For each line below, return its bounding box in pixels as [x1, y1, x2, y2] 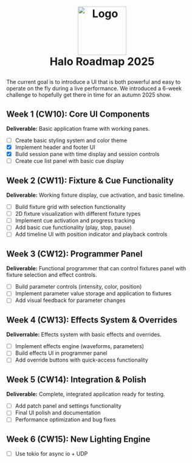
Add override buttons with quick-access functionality [15, 356, 149, 364]
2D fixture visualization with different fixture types [15, 210, 141, 218]
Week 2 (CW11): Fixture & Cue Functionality [6, 175, 174, 185]
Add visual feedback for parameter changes [15, 297, 126, 304]
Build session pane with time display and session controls [15, 151, 160, 158]
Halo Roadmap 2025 [49, 55, 155, 69]
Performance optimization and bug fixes [15, 416, 116, 424]
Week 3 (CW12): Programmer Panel [6, 249, 143, 259]
